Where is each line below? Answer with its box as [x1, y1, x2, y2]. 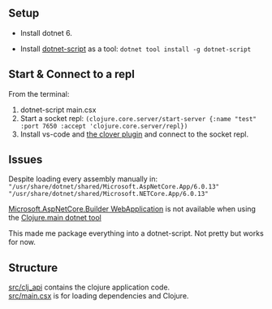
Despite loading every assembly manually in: [8, 174, 158, 184]
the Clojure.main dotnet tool [8, 213, 101, 223]
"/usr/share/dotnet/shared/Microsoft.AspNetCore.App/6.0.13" [8, 183, 220, 191]
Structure [8, 260, 58, 275]
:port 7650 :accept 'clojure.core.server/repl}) [19, 122, 188, 130]
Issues [8, 153, 43, 167]
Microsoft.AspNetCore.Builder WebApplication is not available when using [8, 204, 256, 214]
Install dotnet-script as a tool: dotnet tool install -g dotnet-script [19, 44, 252, 54]
